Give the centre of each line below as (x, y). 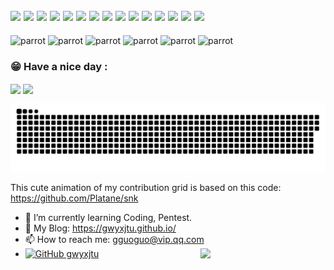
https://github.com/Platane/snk (74, 198)
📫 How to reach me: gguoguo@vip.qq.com (114, 240)
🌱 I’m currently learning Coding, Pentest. (108, 218)
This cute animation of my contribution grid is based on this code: (146, 188)
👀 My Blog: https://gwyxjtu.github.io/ (100, 228)
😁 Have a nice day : (59, 66)
